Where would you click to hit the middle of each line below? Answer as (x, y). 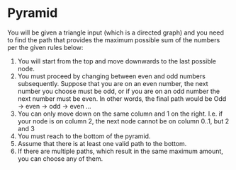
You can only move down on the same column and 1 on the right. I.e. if (120, 114)
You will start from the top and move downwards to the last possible (117, 61)
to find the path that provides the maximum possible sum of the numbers (114, 40)
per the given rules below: (45, 47)
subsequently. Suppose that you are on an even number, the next (113, 83)
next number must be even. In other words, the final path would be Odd (122, 98)
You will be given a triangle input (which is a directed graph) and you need (116, 32)
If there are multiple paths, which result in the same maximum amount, (120, 151)
